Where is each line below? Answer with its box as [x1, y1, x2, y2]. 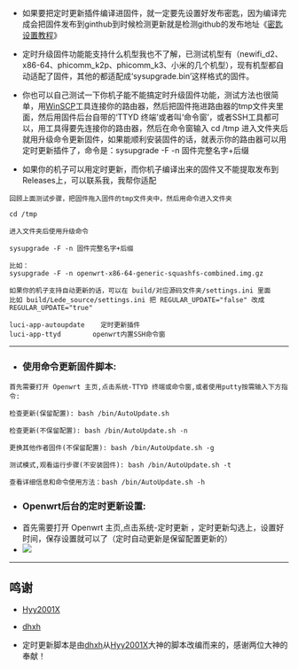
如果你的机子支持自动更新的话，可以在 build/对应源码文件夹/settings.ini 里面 [9, 286, 271, 295]
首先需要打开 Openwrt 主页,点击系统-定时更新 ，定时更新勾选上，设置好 [21, 522, 285, 533]
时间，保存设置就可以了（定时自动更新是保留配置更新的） [21, 533, 232, 543]
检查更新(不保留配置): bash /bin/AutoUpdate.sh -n [9, 426, 188, 436]
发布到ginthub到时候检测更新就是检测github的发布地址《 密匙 [60, 19, 284, 29]
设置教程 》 [21, 30, 62, 40]
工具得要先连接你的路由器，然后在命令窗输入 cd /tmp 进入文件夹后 [45, 123, 288, 133]
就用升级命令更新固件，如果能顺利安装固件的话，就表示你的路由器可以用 [21, 134, 286, 144]
